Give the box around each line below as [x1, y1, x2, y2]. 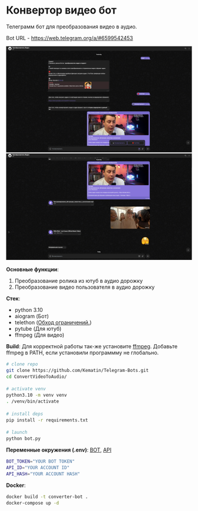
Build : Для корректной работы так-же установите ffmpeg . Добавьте [6, 342, 178, 350]
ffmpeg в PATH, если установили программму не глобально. [6, 349, 159, 356]
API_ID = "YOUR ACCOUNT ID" [6, 465, 70, 471]
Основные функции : [6, 266, 59, 273]
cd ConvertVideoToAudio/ [6, 374, 67, 380]
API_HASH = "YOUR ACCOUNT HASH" [6, 471, 81, 477]
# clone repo [6, 361, 38, 367]
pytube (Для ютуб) [14, 325, 62, 332]
